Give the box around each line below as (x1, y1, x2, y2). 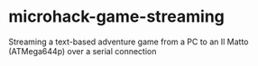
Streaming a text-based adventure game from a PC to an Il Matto (8, 36, 249, 47)
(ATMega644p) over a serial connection (8, 45, 157, 56)
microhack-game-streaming (8, 6, 225, 27)
